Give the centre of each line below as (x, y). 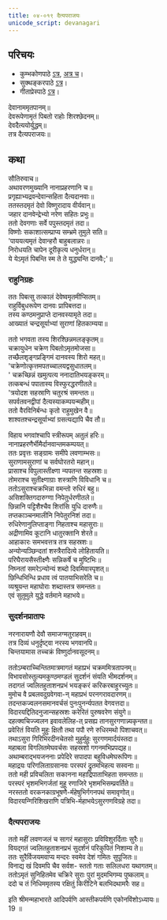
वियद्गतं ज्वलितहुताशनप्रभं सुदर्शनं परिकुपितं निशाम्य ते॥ (76, 848)
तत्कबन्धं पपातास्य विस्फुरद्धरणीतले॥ (52, 384)
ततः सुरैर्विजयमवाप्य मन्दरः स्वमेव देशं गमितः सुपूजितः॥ (73, 857)
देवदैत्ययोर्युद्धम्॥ (28, 125)
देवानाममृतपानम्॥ (30, 108)
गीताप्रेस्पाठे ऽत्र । (40, 92)
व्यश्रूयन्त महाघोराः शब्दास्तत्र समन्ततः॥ (54, 587)
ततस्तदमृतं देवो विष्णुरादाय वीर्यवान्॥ (52, 206)
